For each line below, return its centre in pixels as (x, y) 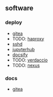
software (19, 8)
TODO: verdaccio (30, 60)
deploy (14, 22)
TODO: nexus (26, 65)
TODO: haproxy (28, 38)
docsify (20, 54)
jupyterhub (24, 49)
